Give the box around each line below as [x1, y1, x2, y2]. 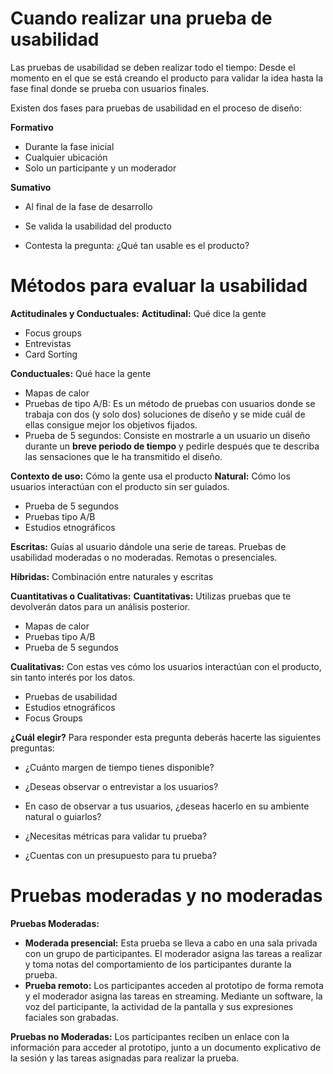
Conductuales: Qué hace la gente [10, 367, 152, 379]
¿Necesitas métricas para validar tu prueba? [24, 830, 208, 842]
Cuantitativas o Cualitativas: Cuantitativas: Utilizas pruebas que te [10, 590, 292, 602]
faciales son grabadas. [24, 1011, 119, 1023]
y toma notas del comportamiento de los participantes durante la [24, 958, 292, 970]
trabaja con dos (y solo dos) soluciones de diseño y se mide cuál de [24, 408, 306, 420]
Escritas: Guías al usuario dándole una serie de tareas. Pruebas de [10, 540, 287, 552]
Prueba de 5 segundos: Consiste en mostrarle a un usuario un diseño [24, 429, 311, 441]
